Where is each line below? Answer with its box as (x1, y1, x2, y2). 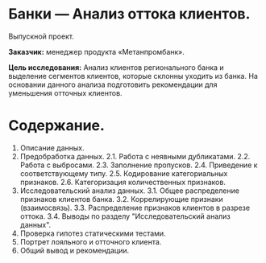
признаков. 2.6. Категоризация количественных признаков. (19, 177, 226, 187)
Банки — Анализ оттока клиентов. (8, 5, 251, 23)
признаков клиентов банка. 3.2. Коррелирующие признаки (19, 194, 223, 203)
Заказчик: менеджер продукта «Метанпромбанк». (8, 47, 185, 56)
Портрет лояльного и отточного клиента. (19, 236, 162, 246)
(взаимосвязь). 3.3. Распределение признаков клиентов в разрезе (19, 203, 251, 212)
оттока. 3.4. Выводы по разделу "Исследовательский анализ (19, 211, 231, 221)
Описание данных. (19, 142, 85, 153)
